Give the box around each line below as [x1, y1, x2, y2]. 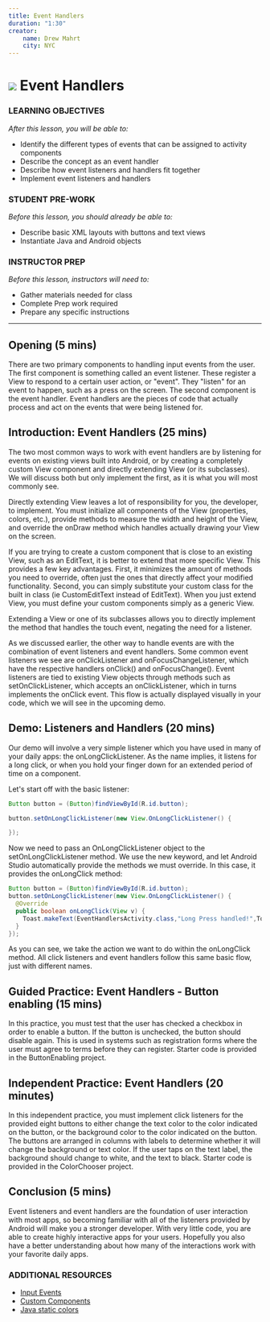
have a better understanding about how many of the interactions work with [8, 1241, 256, 1250]
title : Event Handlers [8, 11, 84, 20]
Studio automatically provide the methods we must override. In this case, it [8, 860, 256, 871]
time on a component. [8, 768, 81, 778]
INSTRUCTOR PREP [8, 256, 86, 267]
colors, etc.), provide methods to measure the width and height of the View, [8, 513, 259, 524]
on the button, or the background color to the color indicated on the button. [8, 1128, 258, 1137]
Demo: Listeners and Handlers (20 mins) [8, 721, 215, 735]
